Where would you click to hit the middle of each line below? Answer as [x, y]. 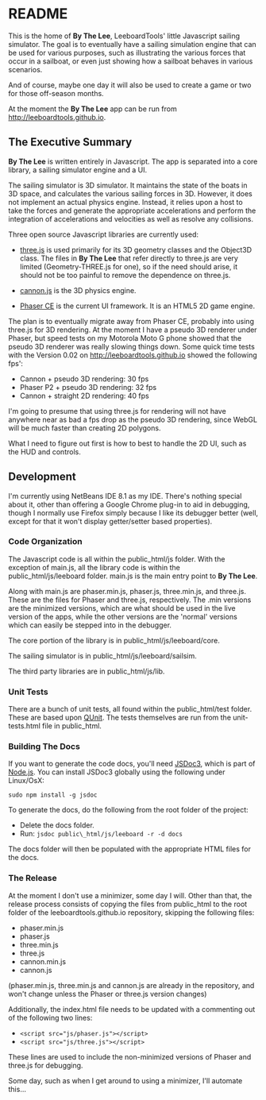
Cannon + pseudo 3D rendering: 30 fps [84, 379]
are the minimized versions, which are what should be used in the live [122, 608]
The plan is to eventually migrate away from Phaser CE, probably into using [131, 321]
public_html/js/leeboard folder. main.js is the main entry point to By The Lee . [133, 576]
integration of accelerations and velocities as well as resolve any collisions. [131, 218]
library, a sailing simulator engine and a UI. [78, 170]
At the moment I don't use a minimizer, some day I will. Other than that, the [130, 895]
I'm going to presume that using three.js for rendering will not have [117, 411]
